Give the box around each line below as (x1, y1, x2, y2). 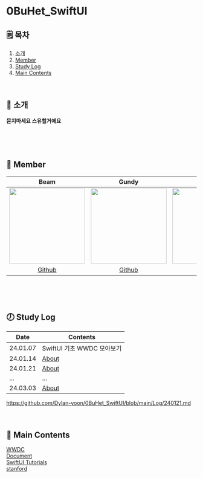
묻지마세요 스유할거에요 (6, 117, 62, 124)
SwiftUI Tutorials (6, 459, 47, 466)
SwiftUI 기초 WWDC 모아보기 (42, 344, 122, 353)
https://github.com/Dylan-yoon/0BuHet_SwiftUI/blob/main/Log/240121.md (6, 399, 192, 407)
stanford (6, 465, 27, 473)
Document (6, 452, 33, 460)
